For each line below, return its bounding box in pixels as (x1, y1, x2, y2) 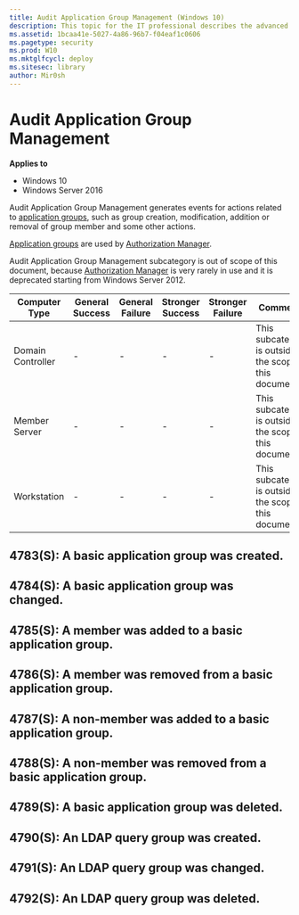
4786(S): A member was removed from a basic (9, 667, 273, 682)
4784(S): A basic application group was (9, 579, 234, 594)
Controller (13, 355, 56, 367)
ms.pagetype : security (9, 37, 93, 47)
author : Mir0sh (9, 71, 66, 80)
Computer (17, 295, 61, 308)
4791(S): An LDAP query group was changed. (9, 861, 265, 876)
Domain (13, 344, 46, 357)
